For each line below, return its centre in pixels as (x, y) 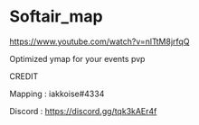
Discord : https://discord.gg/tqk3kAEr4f (83, 111)
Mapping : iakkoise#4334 (57, 94)
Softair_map (56, 17)
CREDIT (24, 76)
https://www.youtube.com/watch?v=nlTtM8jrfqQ (99, 41)
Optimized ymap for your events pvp (77, 58)
